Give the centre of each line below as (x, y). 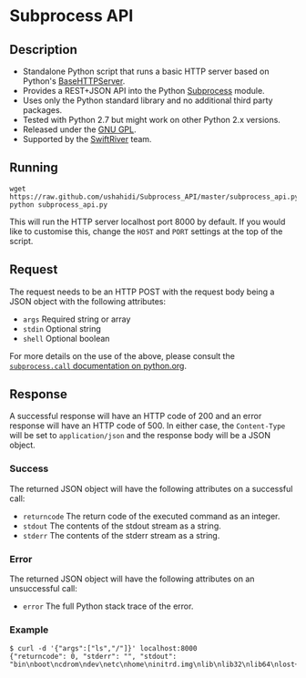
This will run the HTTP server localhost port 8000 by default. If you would (148, 221)
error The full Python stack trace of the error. (108, 606)
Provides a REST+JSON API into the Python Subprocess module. (144, 91)
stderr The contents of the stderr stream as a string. (121, 535)
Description (43, 50)
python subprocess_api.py (58, 205)
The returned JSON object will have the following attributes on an (132, 579)
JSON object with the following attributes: (88, 301)
